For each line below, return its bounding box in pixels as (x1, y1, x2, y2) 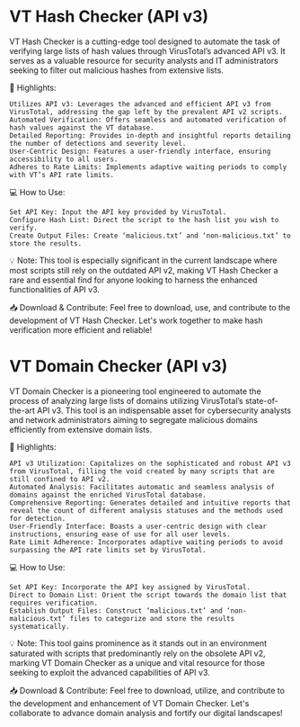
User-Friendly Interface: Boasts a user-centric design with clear (9, 522, 268, 531)
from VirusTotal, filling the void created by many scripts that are (9, 466, 276, 476)
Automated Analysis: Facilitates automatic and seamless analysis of (9, 482, 276, 491)
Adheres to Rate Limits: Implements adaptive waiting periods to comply (9, 162, 287, 172)
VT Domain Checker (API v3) (9, 356, 228, 377)
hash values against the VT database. (9, 123, 154, 132)
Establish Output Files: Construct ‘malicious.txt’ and (9, 606, 223, 615)
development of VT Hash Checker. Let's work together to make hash (9, 315, 263, 326)
